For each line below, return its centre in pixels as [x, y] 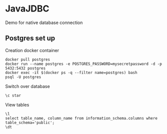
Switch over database [27, 86]
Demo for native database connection [44, 22]
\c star [13, 95]
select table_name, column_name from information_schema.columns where [81, 118]
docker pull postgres [28, 59]
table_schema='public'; [30, 122]
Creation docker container [32, 50]
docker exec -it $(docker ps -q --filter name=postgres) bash [71, 72]
